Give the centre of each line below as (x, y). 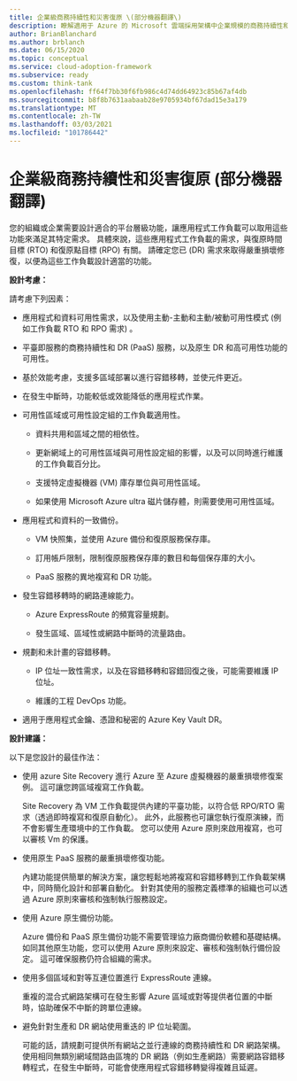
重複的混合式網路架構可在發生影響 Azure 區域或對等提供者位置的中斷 (147, 996)
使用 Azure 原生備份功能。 (70, 917)
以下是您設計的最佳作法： (56, 757)
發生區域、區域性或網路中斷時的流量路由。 (113, 633)
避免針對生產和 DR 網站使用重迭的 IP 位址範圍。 (109, 1026)
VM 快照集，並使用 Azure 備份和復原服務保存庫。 (125, 539)
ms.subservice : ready (49, 75)
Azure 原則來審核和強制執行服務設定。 (102, 898)
